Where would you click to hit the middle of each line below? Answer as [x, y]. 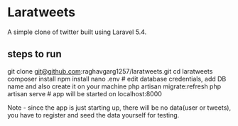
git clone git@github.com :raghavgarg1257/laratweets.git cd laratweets [110, 71]
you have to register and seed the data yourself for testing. [93, 115]
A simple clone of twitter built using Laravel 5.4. [77, 32]
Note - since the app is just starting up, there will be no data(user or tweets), [119, 108]
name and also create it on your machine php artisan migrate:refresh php [114, 86]
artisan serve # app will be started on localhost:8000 [85, 93]
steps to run [34, 54]
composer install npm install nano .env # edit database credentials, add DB [117, 79]
